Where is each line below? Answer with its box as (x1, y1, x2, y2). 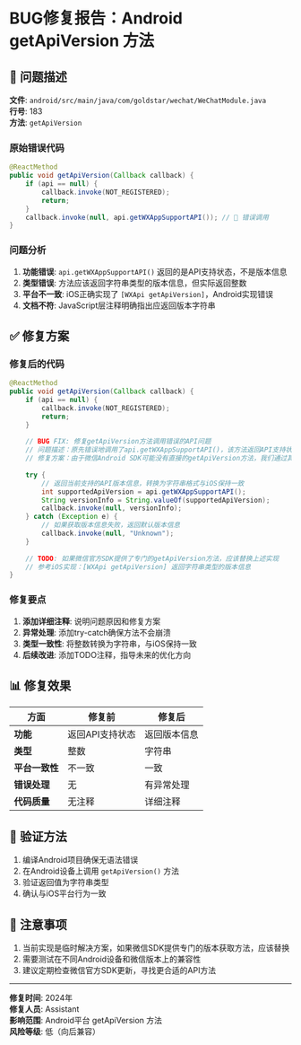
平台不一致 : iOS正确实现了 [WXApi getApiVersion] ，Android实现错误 (21, 288, 274, 299)
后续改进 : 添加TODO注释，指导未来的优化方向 (21, 649, 191, 660)
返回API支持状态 (67, 728, 136, 741)
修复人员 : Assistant (9, 1004, 80, 1014)
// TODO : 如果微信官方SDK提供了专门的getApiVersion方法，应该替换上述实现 (25, 554, 279, 563)
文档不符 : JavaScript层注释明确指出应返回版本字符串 (21, 300, 217, 311)
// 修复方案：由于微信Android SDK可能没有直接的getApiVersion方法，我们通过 (25, 454, 288, 463)
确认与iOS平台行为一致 (21, 888, 107, 899)
